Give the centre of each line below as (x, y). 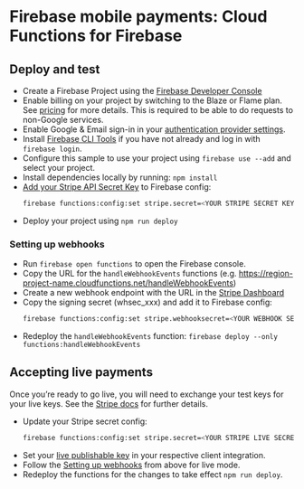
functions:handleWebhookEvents (81, 345)
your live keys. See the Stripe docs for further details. (109, 403)
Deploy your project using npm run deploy (100, 221)
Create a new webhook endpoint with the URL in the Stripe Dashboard (153, 293)
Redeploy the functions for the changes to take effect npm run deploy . (152, 474)
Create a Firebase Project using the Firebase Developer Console (142, 91)
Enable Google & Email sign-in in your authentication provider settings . (154, 129)
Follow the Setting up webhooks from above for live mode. (131, 465)
